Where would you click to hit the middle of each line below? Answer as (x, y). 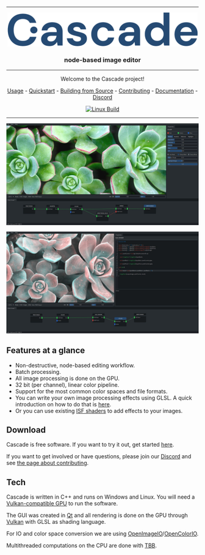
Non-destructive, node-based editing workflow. (75, 365)
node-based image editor (103, 60)
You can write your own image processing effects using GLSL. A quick (103, 398)
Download (26, 430)
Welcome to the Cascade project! (103, 79)
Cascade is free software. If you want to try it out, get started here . (90, 445)
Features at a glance (46, 350)
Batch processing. (38, 371)
